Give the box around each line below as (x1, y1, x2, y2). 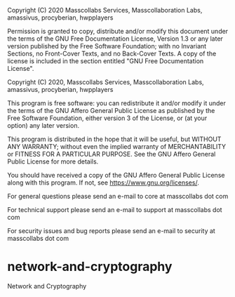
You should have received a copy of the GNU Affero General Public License (7, 171, 225, 179)
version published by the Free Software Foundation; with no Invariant (7, 42, 207, 50)
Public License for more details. (7, 157, 99, 166)
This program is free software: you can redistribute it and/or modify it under (7, 99, 226, 107)
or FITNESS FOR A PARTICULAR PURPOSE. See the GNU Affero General (7, 150, 216, 158)
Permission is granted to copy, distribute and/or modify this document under (7, 27, 229, 35)
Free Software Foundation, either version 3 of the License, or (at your (7, 114, 208, 122)
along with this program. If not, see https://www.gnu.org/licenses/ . (7, 178, 200, 187)
